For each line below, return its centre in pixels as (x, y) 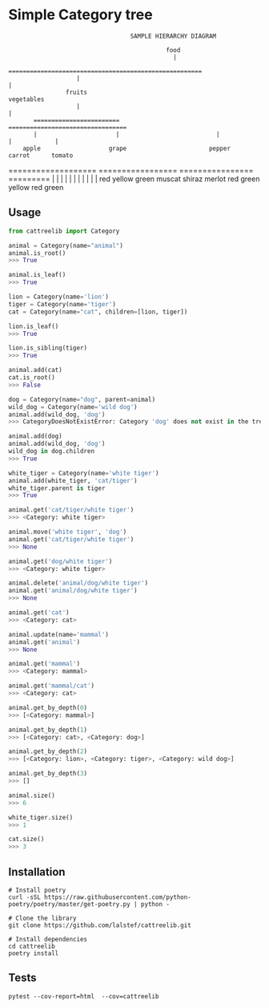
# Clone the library (43, 918)
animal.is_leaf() (37, 275)
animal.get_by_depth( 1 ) (48, 730)
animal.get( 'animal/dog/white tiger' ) (73, 591)
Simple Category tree (81, 15)
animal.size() (32, 795)
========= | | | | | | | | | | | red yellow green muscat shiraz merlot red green (134, 179)
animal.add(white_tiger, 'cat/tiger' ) (73, 480)
